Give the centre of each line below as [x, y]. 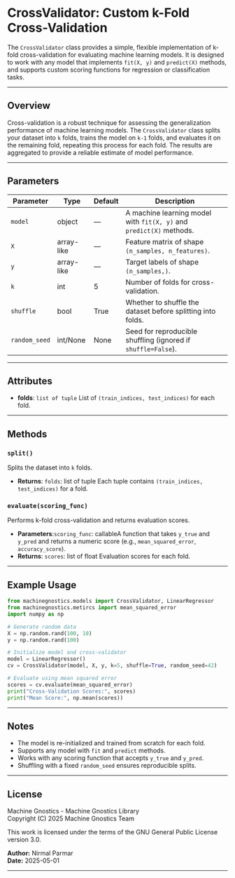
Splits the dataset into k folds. [50, 467]
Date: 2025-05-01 [33, 860]
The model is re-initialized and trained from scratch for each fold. [111, 743]
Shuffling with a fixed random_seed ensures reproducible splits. [107, 766]
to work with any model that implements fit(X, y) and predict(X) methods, [117, 62]
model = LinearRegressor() [47, 659]
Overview [29, 106]
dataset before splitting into [171, 311]
